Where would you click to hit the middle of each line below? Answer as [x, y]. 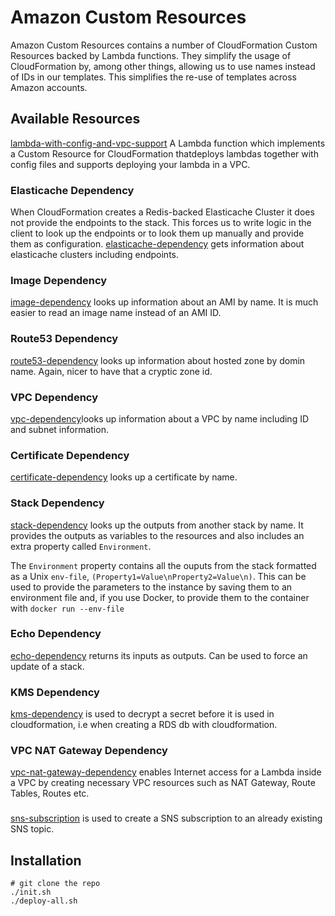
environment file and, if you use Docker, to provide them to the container [160, 597]
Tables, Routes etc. [50, 793]
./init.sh [31, 892]
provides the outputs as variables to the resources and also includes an [157, 535]
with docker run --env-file [67, 608]
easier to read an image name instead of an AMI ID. [116, 313]
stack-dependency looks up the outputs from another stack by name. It [157, 525]
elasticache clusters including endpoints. [94, 255]
